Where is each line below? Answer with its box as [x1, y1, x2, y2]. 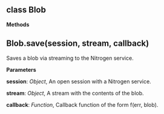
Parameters [6, 66, 36, 73]
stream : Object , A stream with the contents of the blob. [6, 89, 144, 97]
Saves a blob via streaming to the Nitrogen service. [6, 54, 134, 62]
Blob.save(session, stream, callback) [6, 39, 149, 49]
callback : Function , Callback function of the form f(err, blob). [6, 101, 159, 108]
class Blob [6, 5, 47, 15]
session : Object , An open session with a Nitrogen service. [6, 78, 151, 85]
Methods [6, 21, 30, 28]
